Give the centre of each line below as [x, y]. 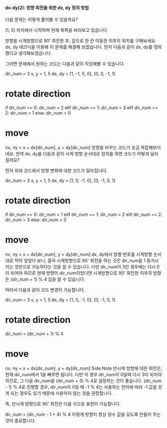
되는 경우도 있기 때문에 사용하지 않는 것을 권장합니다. [62, 393]
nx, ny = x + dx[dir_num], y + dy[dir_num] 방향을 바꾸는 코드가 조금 [72, 147]
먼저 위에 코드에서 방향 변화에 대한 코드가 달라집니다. [56, 171]
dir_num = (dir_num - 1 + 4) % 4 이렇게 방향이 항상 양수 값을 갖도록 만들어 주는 [83, 414]
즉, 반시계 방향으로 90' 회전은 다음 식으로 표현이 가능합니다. [63, 404]
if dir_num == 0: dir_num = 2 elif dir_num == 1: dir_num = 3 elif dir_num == [82, 108]
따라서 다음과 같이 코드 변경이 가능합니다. [45, 289]
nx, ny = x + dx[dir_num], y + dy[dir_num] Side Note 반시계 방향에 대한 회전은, [84, 368]
